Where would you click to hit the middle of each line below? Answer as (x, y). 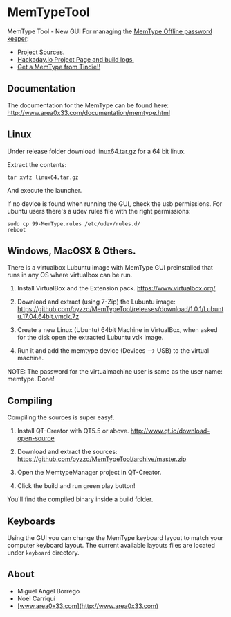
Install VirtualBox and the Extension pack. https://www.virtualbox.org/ (116, 288)
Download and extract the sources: (67, 452)
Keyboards (31, 521)
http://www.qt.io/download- (170, 431)
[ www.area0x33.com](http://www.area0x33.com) (88, 606)
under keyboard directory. (43, 553)
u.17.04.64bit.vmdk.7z (48, 317)
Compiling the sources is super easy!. (61, 417)
